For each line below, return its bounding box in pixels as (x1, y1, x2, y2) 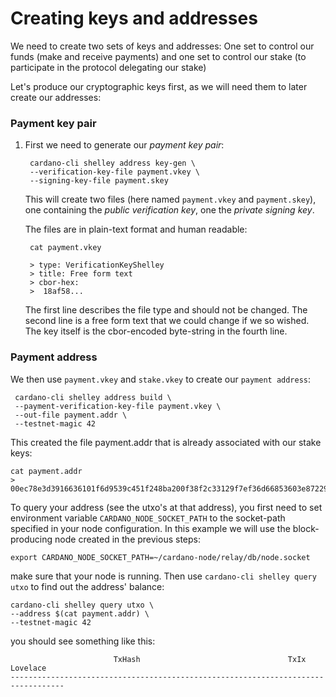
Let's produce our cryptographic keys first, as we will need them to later (10, 80, 308, 92)
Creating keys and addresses (10, 7, 258, 30)
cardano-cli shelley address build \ (14, 392, 172, 402)
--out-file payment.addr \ (14, 410, 128, 420)
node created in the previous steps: (54, 533, 201, 545)
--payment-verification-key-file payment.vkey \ (14, 401, 222, 411)
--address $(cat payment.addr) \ (10, 608, 150, 619)
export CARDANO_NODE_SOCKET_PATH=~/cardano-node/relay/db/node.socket (10, 552, 311, 562)
